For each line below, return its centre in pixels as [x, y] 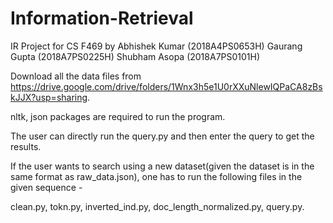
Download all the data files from [76, 76]
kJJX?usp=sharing [49, 97]
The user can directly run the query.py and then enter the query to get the [162, 136]
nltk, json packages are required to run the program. [118, 116]
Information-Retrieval [102, 18]
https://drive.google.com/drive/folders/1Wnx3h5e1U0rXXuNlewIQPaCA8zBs [166, 86]
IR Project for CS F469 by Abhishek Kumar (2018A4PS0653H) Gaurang [156, 46]
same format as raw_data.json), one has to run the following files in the [156, 176]
